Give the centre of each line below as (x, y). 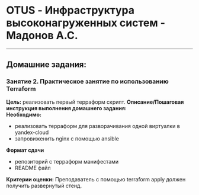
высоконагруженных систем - (86, 23)
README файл (33, 168)
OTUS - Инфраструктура (70, 10)
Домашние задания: (46, 65)
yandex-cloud (32, 132)
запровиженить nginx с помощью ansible (67, 138)
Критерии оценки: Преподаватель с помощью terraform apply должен (96, 179)
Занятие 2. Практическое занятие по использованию (87, 82)
